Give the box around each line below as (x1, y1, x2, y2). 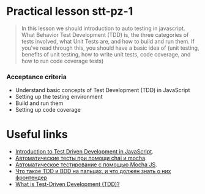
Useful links (6, 128, 69, 142)
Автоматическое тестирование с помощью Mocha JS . (15, 161, 157, 168)
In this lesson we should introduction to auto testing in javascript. (21, 25, 185, 32)
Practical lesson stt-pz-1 (6, 4, 133, 18)
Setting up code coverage (15, 106, 81, 114)
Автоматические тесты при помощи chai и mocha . (15, 155, 147, 162)
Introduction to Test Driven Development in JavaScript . (15, 148, 154, 155)
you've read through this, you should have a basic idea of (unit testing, (21, 44, 199, 52)
